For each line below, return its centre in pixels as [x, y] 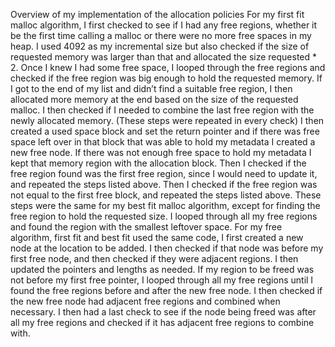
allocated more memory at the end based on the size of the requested [154, 99]
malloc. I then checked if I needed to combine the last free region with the [162, 110]
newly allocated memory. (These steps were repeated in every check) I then [167, 120]
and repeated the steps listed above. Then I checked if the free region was [164, 184]
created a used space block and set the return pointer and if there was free [165, 131]
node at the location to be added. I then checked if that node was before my [167, 248]
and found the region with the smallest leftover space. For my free [146, 227]
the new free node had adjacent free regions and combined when [145, 301]
